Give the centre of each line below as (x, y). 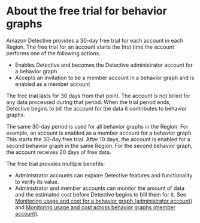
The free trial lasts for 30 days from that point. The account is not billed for (98, 96)
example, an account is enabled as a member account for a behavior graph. (99, 133)
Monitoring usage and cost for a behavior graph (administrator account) (104, 201)
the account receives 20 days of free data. (59, 152)
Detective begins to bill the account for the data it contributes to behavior (96, 108)
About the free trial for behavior (87, 11)
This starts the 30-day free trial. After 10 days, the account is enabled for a (98, 139)
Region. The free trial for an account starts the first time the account (90, 47)
